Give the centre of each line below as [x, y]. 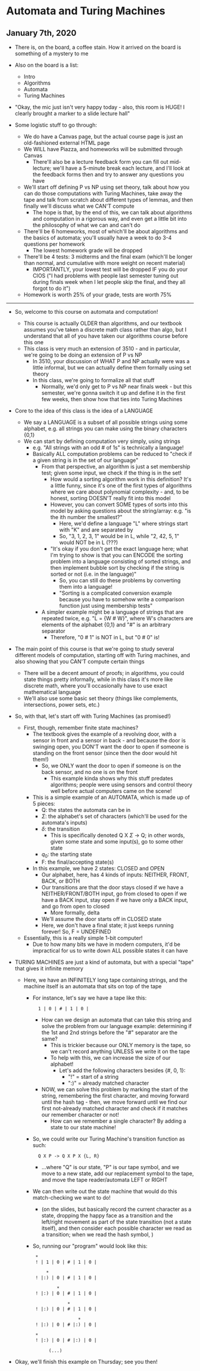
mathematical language [52, 692]
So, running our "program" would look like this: [90, 1246]
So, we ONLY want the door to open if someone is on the [111, 766]
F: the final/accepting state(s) [78, 862]
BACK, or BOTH [61, 881]
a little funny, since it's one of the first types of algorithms [121, 485]
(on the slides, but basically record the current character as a [116, 1209]
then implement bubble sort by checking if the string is [117, 568]
